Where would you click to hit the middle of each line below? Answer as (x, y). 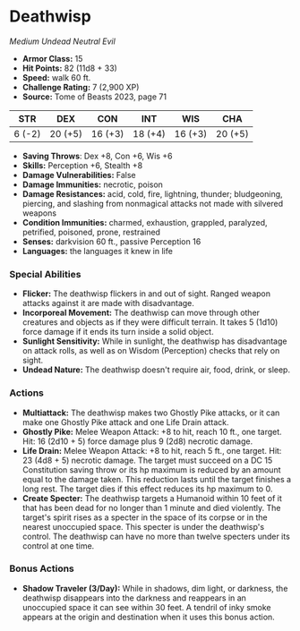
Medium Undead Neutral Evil (63, 41)
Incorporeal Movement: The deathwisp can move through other (141, 313)
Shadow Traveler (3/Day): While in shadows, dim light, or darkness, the (155, 588)
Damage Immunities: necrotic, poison (93, 184)
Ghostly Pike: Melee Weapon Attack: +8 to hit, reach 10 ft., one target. (152, 431)
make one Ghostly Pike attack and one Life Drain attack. (125, 422)
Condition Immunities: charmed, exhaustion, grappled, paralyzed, (145, 222)
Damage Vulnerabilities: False (79, 175)
